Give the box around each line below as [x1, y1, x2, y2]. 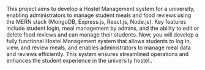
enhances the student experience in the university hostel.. [6, 57, 153, 64]
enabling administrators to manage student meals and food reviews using [6, 12, 192, 19]
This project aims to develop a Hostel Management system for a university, [6, 5, 195, 12]
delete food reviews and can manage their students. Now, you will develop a [6, 31, 199, 38]
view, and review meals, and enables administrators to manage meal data [6, 44, 191, 51]
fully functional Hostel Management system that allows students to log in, [6, 38, 192, 44]
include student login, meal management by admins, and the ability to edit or [6, 24, 199, 32]
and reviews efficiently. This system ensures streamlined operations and [6, 51, 189, 57]
